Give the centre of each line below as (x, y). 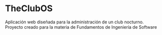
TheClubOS (29, 9)
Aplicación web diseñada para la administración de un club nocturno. (74, 22)
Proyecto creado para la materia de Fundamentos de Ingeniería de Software (81, 27)
